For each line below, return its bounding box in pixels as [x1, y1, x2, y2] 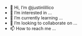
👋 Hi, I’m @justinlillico [9, 5, 54, 10]
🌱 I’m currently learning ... [9, 15, 63, 20]
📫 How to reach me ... [9, 26, 56, 31]
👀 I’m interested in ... [9, 10, 52, 16]
